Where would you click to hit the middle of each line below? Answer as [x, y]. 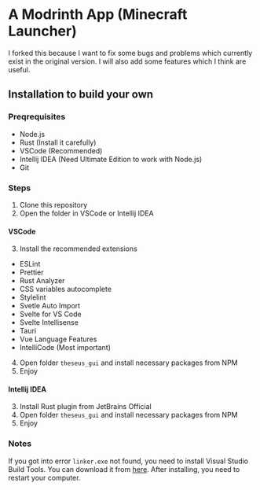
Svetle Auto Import [50, 306]
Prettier [31, 272]
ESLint [30, 264]
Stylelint [33, 297]
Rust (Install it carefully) [58, 142]
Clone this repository [53, 204]
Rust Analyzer [42, 281]
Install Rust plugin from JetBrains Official [85, 407]
